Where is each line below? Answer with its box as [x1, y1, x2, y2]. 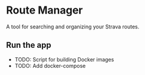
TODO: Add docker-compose [14, 62, 86, 69]
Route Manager [6, 4, 83, 17]
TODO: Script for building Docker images [14, 56, 114, 63]
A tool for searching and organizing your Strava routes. [6, 23, 140, 30]
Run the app [6, 40, 51, 50]
